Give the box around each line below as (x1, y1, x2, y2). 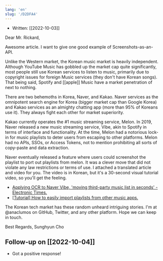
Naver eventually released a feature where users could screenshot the (5, 154, 146, 160)
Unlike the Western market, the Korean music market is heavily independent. (5, 58, 159, 64)
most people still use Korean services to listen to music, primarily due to (5, 69, 149, 75)
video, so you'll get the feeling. (5, 175, 67, 181)
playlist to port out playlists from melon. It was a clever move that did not (5, 159, 151, 165)
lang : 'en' (5, 7, 27, 12)
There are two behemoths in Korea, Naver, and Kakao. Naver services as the (5, 93, 159, 100)
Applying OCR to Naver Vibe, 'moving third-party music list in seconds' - (12, 184, 158, 190)
